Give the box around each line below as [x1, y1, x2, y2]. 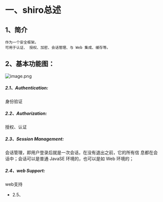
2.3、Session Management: [5, 136, 64, 142]
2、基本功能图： [5, 60, 55, 68]
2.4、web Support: [5, 168, 45, 174]
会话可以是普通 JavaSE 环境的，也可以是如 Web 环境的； [18, 156, 134, 162]
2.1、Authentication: [5, 85, 48, 91]
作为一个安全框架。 [5, 40, 39, 45]
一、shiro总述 [5, 4, 61, 16]
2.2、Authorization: [5, 110, 47, 116]
